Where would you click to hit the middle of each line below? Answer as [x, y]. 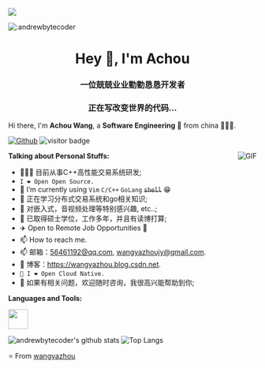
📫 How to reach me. [53, 240]
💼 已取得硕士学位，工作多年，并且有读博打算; [93, 219]
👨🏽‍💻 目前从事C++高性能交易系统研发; [80, 173]
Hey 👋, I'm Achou [132, 59]
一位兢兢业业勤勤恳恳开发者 [132, 85]
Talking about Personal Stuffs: [59, 156]
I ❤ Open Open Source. [57, 182]
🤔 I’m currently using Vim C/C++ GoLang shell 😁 [95, 190]
